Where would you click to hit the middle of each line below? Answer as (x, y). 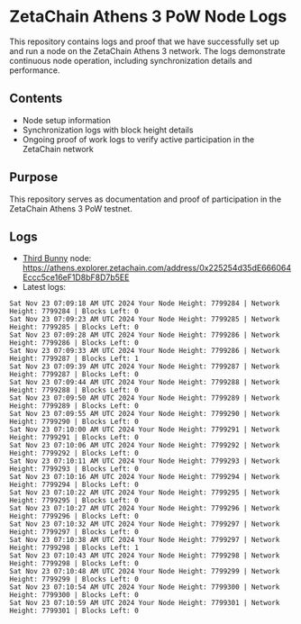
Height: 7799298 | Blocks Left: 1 (74, 548)
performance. (35, 70)
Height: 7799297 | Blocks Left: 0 (74, 532)
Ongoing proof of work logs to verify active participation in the (138, 139)
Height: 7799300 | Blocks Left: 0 (74, 595)
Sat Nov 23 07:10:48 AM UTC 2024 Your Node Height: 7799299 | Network (145, 572)
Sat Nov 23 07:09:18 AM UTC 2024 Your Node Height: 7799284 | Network (145, 303)
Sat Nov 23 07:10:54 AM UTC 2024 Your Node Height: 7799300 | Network (145, 587)
